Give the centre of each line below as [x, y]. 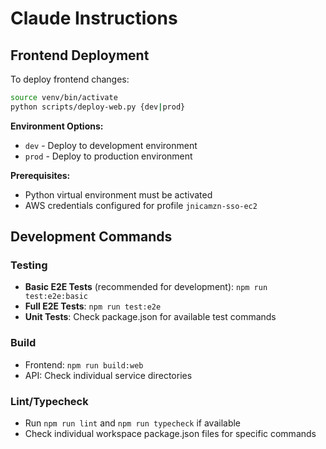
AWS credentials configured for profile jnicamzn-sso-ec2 [141, 205]
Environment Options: [57, 126]
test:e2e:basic [56, 297]
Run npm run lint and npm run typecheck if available [133, 423]
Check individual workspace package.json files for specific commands [170, 434]
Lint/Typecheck [49, 401]
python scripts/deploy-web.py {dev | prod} [98, 107]
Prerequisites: [40, 175]
